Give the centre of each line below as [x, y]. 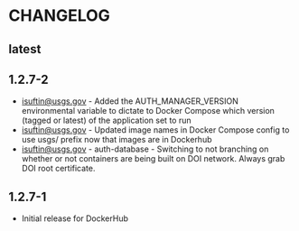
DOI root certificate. [58, 169]
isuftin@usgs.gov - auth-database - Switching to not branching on [145, 149]
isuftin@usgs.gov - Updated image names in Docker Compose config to [155, 130]
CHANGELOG [59, 16]
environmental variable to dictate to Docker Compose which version [148, 111]
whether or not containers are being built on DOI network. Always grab [153, 159]
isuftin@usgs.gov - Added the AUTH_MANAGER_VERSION [130, 101]
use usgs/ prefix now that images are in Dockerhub [117, 140]
